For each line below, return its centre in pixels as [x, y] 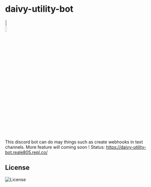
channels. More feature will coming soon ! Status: [55, 147]
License [17, 168]
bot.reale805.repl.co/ [26, 152]
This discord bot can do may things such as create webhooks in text [74, 142]
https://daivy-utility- [126, 147]
